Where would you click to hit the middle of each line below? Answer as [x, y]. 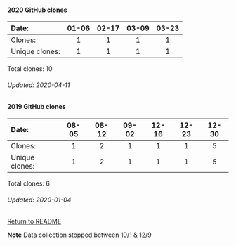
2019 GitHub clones [37, 107]
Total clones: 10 [30, 69]
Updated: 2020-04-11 [39, 85]
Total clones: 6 [29, 183]
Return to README [34, 221]
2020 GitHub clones [38, 10]
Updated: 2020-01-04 [39, 200]
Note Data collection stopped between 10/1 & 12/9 [80, 235]
